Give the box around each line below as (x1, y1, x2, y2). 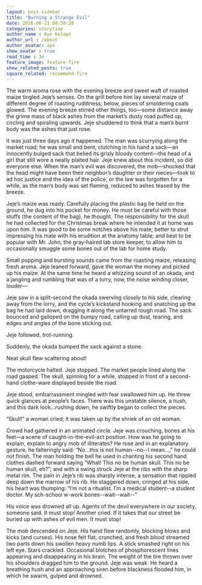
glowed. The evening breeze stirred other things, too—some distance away (6, 106, 194, 113)
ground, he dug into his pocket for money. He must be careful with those (6, 206, 187, 214)
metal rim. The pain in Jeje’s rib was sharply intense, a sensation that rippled (6, 472, 197, 479)
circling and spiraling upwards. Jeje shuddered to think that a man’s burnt (6, 119, 189, 127)
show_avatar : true (6, 48, 55, 54)
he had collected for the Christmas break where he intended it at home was (6, 220, 194, 227)
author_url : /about (6, 37, 58, 43)
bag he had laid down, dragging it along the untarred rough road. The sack (6, 307, 192, 314)
